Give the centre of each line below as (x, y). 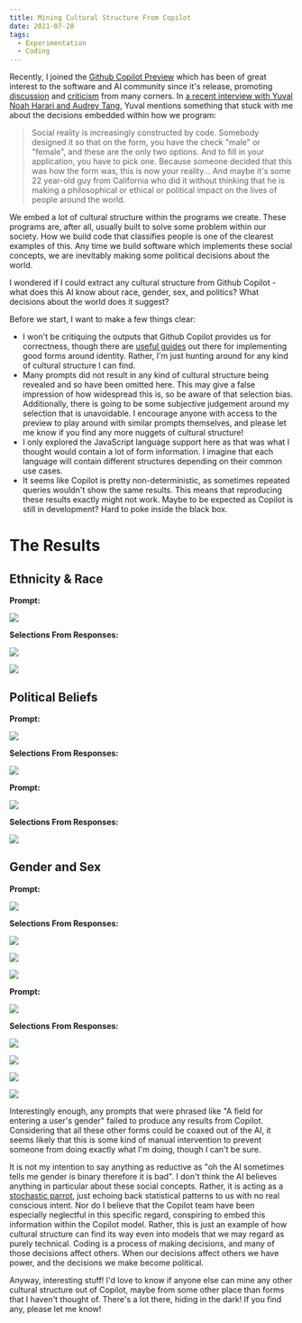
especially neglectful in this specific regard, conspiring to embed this (137, 1215)
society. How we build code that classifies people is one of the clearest (142, 236)
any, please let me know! (55, 1309)
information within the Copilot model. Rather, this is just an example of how (148, 1224)
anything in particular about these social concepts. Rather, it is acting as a (146, 1186)
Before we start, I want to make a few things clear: (103, 319)
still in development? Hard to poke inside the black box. (125, 510)
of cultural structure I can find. (79, 365)
